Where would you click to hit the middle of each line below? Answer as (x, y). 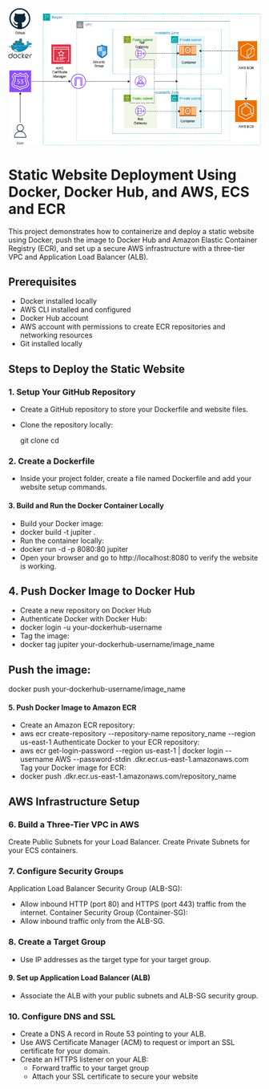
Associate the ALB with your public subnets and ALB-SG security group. (139, 995)
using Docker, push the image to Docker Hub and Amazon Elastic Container (133, 240)
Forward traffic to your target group (90, 1068)
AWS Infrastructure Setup (74, 802)
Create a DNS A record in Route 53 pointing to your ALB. (113, 1034)
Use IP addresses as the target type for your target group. (115, 959)
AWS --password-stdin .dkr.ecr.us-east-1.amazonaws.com (152, 759)
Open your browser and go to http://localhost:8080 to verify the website (139, 557)
